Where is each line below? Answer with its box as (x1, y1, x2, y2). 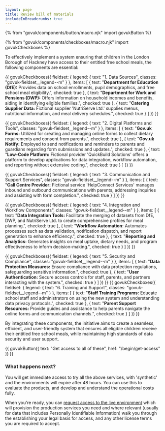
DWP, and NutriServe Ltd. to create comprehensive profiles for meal (5, 217, 143, 224)
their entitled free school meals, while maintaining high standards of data (5, 331, 153, 337)
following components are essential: (5, 64, 79, 70)
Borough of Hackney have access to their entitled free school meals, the (5, 60, 152, 65)
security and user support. (5, 336, 59, 342)
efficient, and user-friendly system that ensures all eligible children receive (5, 326, 157, 332)
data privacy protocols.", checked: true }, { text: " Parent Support (5, 301, 136, 307)
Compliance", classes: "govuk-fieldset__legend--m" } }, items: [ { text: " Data (5, 259, 160, 265)
